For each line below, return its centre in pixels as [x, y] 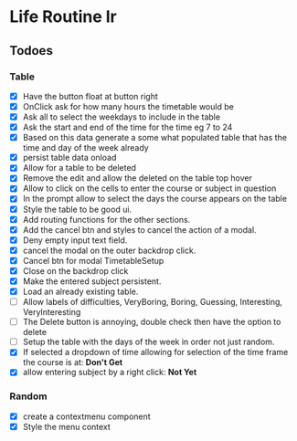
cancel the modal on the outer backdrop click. [109, 250]
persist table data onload [69, 158]
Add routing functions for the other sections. [106, 219]
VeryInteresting [52, 312]
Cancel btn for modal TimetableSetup [93, 260]
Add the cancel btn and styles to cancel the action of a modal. [140, 229]
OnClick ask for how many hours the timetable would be [128, 106]
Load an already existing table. [80, 291]
